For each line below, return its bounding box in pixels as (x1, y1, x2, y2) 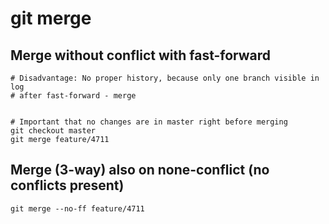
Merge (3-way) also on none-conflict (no (10, 162, 270, 179)
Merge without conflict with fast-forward (10, 47, 272, 64)
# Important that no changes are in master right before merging (10, 117, 288, 127)
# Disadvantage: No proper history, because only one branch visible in (10, 73, 320, 83)
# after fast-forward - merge (10, 91, 137, 101)
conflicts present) (10, 177, 125, 194)
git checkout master (10, 126, 97, 136)
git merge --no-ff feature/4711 (10, 203, 145, 214)
